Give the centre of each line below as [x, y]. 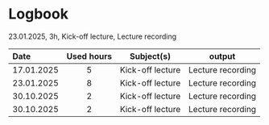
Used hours [89, 56]
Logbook [38, 14]
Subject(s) [151, 56]
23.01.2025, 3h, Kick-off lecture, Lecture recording [93, 36]
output [222, 56]
